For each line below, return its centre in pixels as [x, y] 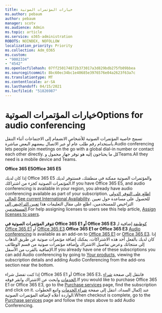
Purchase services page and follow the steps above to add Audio [70, 300]
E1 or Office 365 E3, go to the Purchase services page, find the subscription [81, 285]
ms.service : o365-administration [39, 37]
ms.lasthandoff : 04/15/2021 [33, 86]
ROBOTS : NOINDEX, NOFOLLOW [32, 41]
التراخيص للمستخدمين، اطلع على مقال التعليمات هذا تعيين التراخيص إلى [69, 204]
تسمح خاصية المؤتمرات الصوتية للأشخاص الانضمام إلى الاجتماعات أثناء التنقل [74, 139]
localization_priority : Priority [39, 46]
